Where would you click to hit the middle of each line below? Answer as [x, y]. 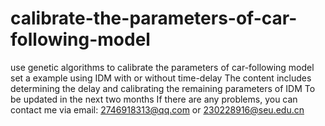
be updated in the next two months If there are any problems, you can [154, 99]
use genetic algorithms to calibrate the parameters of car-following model [162, 67]
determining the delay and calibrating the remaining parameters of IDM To [163, 88]
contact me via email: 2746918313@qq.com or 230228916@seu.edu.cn [157, 109]
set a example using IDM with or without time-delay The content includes [161, 78]
